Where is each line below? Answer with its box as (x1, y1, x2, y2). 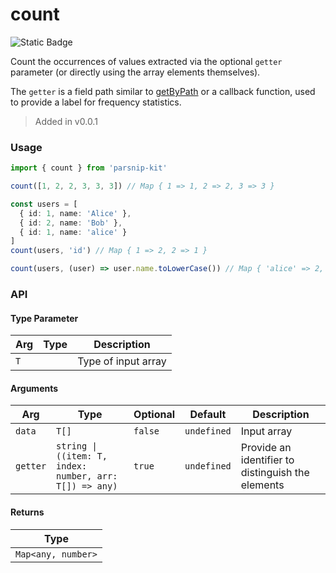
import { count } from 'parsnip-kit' (10, 163, 168, 173)
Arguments (10, 382, 59, 394)
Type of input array (77, 354, 167, 368)
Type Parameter (10, 312, 79, 324)
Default (189, 408, 227, 422)
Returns (10, 506, 45, 518)
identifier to (240, 453, 295, 467)
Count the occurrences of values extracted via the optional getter (10, 55, 283, 67)
